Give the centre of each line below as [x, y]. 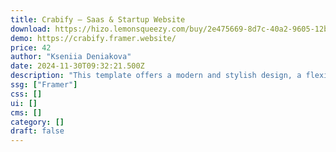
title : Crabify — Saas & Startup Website [98, 19]
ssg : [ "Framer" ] [44, 85]
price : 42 [31, 47]
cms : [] [26, 112]
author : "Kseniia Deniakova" [71, 57]
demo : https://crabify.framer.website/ [93, 38]
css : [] [26, 94]
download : [31, 29]
